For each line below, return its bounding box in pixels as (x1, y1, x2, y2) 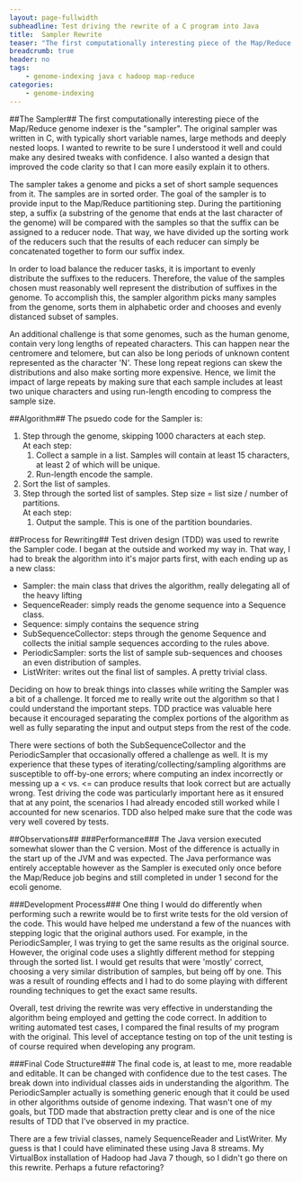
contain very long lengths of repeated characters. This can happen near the (9, 338, 290, 349)
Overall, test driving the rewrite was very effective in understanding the (9, 1002, 273, 1014)
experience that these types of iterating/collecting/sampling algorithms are (9, 759, 287, 769)
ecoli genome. (9, 881, 63, 892)
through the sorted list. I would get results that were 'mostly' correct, (9, 956, 264, 967)
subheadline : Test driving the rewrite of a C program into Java (9, 22, 259, 31)
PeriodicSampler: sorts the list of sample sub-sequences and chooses (22, 647, 283, 658)
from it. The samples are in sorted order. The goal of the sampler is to (9, 188, 267, 199)
